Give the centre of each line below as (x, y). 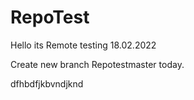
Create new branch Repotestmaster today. (97, 64)
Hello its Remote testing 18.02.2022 (83, 45)
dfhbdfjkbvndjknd (47, 83)
